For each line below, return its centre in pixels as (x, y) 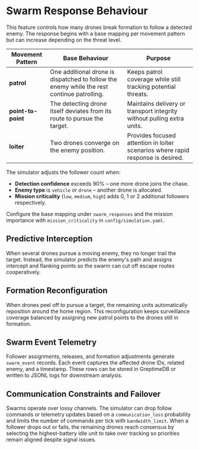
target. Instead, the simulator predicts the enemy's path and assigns (89, 259)
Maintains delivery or (156, 104)
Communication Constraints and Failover (84, 394)
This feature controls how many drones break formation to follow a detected (99, 27)
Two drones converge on (85, 143)
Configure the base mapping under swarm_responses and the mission (89, 214)
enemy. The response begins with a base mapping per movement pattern (96, 33)
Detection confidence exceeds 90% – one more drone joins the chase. (102, 183)
